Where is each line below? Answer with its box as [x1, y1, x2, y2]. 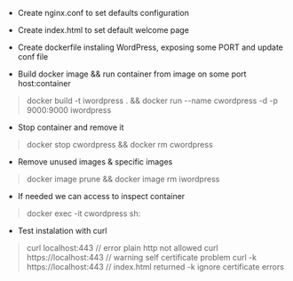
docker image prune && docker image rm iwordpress [26, 173, 220, 184]
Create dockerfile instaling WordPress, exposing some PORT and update [17, 42, 284, 52]
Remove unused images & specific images [17, 157, 173, 167]
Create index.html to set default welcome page [17, 25, 189, 35]
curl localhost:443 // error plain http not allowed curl [26, 243, 219, 253]
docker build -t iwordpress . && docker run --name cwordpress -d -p [26, 95, 278, 106]
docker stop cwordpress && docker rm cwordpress [26, 140, 213, 149]
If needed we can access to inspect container [17, 191, 186, 201]
